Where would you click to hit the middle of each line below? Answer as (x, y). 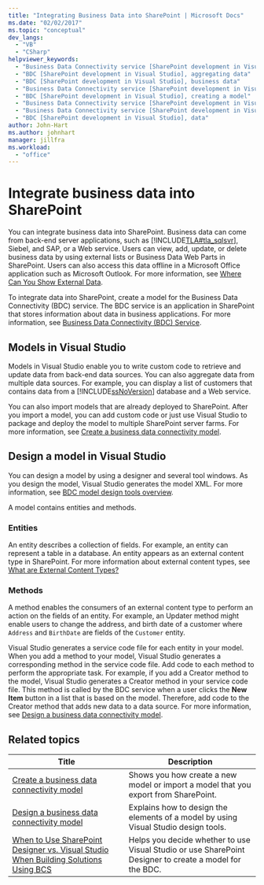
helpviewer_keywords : (44, 60)
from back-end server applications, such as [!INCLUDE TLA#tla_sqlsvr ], (123, 240)
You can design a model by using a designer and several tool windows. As (128, 475)
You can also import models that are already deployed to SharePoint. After (128, 407)
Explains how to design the (178, 808)
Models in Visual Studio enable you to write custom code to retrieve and (125, 366)
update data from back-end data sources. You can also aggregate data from (132, 374)
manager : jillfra (37, 140)
